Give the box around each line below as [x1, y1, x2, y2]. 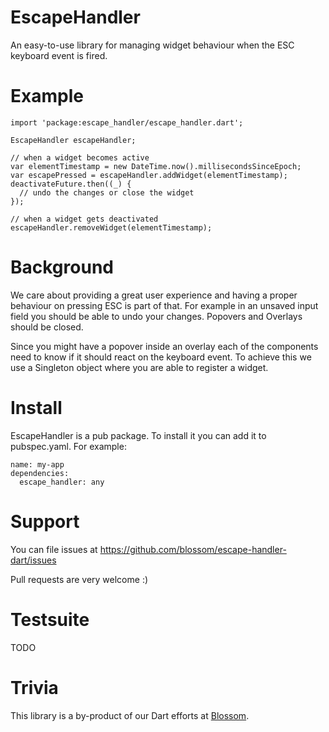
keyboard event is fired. [10, 49, 108, 61]
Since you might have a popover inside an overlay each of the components [10, 340, 319, 352]
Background [10, 256, 114, 279]
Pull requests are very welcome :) [10, 573, 149, 585]
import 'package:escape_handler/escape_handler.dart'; [10, 117, 244, 128]
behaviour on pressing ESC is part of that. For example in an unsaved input [10, 299, 319, 311]
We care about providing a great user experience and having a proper [10, 289, 298, 301]
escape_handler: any [19, 477, 105, 487]
